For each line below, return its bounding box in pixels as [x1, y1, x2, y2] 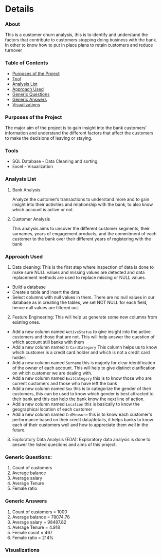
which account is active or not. [12, 206, 74, 212]
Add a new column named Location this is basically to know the [12, 401, 140, 407]
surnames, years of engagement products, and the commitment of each [12, 230, 157, 237]
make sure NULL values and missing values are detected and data [12, 269, 145, 275]
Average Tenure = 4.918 [12, 524, 60, 530]
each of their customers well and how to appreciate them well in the [12, 422, 148, 427]
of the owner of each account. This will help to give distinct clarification [12, 365, 156, 371]
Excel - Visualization [12, 164, 53, 169]
